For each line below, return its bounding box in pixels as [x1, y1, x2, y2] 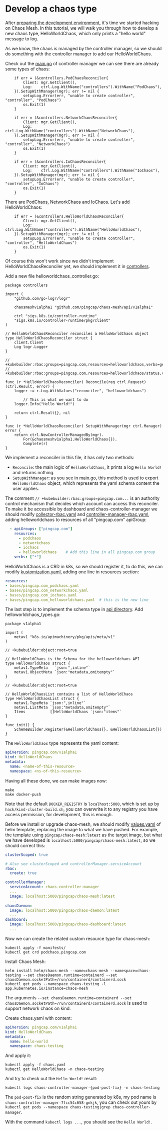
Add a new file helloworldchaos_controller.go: [5, 273, 99, 279]
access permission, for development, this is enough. [5, 811, 113, 817]
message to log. [5, 36, 38, 42]
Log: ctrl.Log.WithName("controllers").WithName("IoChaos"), [23, 168, 160, 173]
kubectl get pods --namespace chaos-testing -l [5, 981, 106, 986]
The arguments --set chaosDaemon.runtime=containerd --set [5, 994, 132, 1001]
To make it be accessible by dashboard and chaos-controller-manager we [5, 506, 157, 512]
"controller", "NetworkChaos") [5, 141, 70, 146]
